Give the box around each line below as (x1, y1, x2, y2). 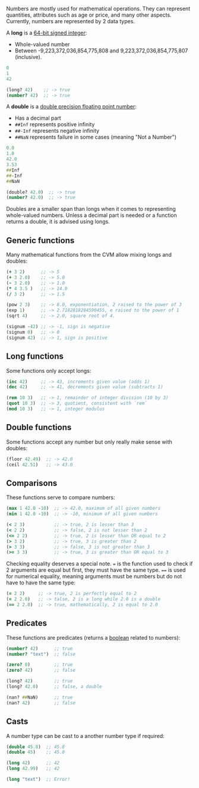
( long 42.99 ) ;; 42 (6, 765, 60, 772)
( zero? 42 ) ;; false (6, 667, 76, 674)
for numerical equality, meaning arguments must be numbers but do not (6, 573, 182, 580)
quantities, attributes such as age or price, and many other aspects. (6, 11, 172, 18)
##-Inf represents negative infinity (14, 127, 100, 135)
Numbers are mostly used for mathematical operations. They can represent (6, 5, 191, 12)
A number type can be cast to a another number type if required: (6, 732, 165, 739)
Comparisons (6, 478, 58, 488)
